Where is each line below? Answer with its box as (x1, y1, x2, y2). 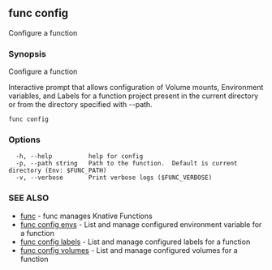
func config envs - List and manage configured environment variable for (19, 219, 262, 229)
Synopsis (8, 48, 46, 59)
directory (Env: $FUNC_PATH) (8, 166, 107, 175)
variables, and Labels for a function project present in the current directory (8, 91, 259, 101)
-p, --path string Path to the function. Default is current (15, 160, 238, 168)
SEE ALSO (8, 192, 50, 204)
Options (8, 134, 41, 145)
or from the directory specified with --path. (8, 100, 153, 109)
